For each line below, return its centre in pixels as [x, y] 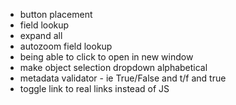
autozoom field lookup [66, 46]
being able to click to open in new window [106, 57]
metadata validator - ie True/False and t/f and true [123, 78]
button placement [56, 14]
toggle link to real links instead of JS [94, 88]
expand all [41, 35]
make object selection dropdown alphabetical [113, 67]
